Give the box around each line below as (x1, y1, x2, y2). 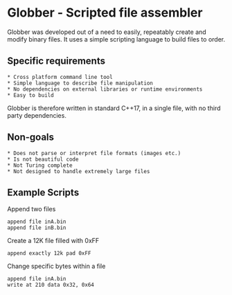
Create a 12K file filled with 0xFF (7, 237, 100, 245)
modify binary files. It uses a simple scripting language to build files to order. (7, 35, 226, 43)
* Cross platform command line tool (7, 73, 113, 80)
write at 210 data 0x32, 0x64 (7, 282, 95, 289)
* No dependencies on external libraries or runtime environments (7, 85, 203, 93)
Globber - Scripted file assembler (7, 5, 203, 21)
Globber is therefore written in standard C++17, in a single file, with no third (7, 104, 221, 112)
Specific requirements (7, 55, 106, 67)
